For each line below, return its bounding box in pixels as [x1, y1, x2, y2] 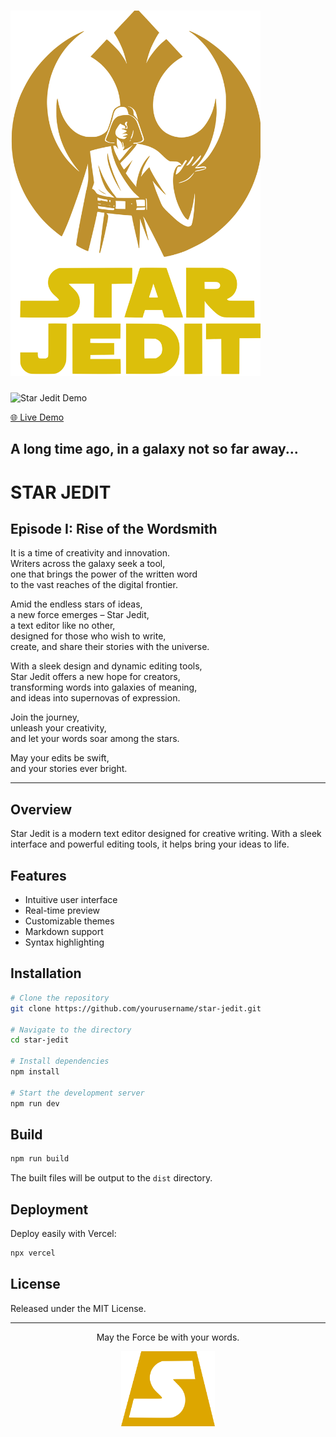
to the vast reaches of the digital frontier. [10, 579, 178, 591]
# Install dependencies [10, 1056, 110, 1067]
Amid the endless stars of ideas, [10, 598, 143, 610]
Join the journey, [10, 711, 80, 724]
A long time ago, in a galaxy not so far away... [10, 441, 299, 458]
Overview [10, 801, 73, 818]
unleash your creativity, [10, 722, 107, 734]
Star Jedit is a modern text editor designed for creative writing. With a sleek [10, 828, 322, 840]
